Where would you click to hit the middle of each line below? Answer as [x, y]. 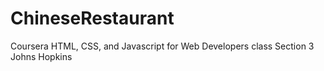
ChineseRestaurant [92, 18]
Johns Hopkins [41, 56]
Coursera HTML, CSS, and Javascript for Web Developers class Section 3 [162, 46]
